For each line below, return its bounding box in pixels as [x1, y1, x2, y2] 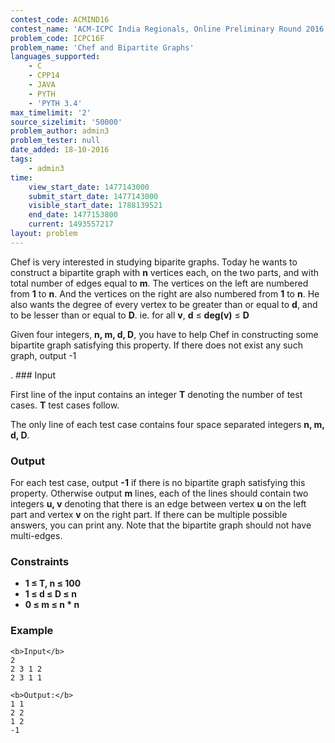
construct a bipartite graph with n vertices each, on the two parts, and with [10, 266, 320, 278]
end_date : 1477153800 [28, 210, 118, 220]
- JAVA [28, 80, 56, 90]
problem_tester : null [10, 136, 101, 146]
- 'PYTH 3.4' [28, 98, 83, 108]
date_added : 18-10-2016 [10, 145, 110, 155]
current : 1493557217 [28, 219, 114, 230]
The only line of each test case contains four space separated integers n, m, [10, 418, 325, 430]
